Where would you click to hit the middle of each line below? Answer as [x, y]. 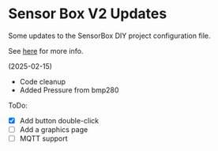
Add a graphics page [54, 130]
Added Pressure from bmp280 [69, 90]
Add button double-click [59, 120]
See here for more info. [46, 51]
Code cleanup [42, 81]
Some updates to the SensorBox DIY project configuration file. [109, 36]
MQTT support [44, 138]
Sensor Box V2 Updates [88, 14]
